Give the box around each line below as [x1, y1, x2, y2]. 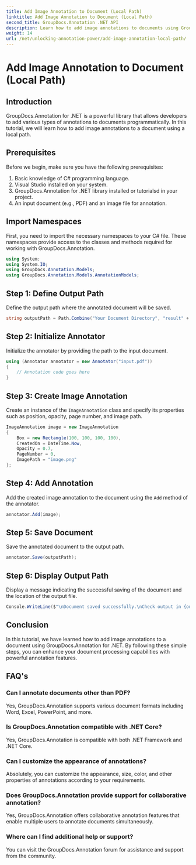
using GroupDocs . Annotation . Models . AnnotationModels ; [6, 272, 140, 278]
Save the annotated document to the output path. [6, 543, 124, 551]
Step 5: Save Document [6, 528, 93, 538]
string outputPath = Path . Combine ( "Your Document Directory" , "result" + [6, 315, 190, 321]
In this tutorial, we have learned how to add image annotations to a [6, 635, 166, 642]
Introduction [6, 97, 52, 107]
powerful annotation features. [6, 654, 78, 661]
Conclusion [6, 620, 49, 630]
